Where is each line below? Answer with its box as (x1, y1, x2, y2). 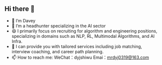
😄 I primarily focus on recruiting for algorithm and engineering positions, (11, 28, 158, 34)
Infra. (11, 38, 23, 44)
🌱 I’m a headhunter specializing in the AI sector (11, 23, 106, 29)
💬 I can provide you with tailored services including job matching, (11, 43, 143, 49)
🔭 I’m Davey (11, 17, 36, 23)
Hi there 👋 (4, 5, 35, 13)
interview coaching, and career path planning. (11, 49, 104, 54)
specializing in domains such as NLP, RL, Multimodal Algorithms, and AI (11, 33, 155, 39)
